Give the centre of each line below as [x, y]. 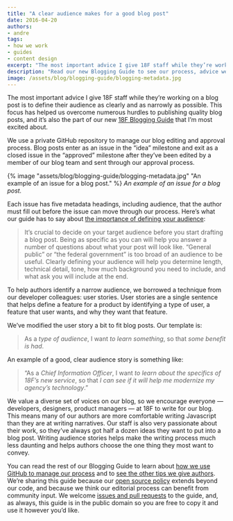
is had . [34, 346]
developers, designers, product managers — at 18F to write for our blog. [110, 409]
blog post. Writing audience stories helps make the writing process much [112, 438]
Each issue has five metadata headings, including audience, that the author [114, 204]
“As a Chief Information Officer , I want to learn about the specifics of [122, 373]
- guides [20, 53]
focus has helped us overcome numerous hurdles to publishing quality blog [115, 112]
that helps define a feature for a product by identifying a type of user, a [109, 305]
